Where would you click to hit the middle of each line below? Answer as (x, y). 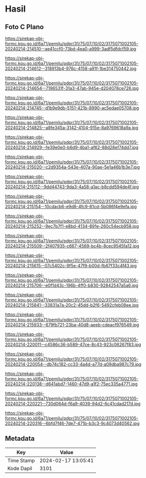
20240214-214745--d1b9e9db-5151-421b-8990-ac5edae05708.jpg (72, 108)
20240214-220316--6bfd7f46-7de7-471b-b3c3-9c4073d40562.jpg (72, 423)
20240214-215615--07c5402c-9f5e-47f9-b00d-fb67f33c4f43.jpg (71, 266)
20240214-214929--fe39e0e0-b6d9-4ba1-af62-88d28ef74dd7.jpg (72, 147)
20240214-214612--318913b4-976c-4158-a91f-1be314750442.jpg (71, 68)
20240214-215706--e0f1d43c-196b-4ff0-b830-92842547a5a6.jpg (72, 285)
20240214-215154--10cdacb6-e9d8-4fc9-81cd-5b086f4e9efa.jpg (71, 206)
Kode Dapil (20, 468)
